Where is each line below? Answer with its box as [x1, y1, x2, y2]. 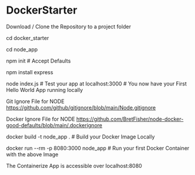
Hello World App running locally [6, 86, 84, 93]
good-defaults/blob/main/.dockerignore [6, 121, 103, 128]
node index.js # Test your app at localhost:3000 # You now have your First [6, 80, 187, 87]
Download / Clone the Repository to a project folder [6, 23, 131, 30]
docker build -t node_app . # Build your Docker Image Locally [6, 133, 155, 140]
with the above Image [6, 151, 59, 158]
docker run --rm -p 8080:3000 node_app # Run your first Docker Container [6, 144, 190, 151]
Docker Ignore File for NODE [6, 115, 75, 123]
